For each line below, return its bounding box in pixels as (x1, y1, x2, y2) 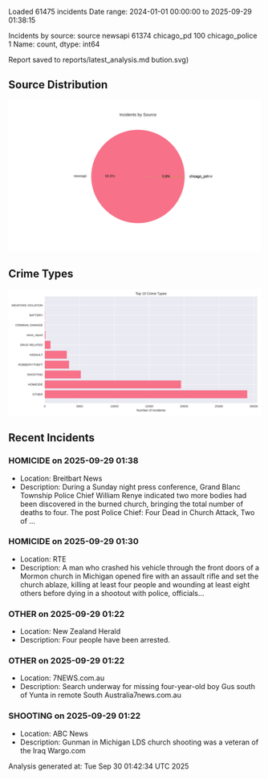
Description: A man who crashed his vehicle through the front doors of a (19, 562, 259, 572)
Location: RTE (19, 554, 67, 564)
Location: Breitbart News (19, 473, 103, 483)
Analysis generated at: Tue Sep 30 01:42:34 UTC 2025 (8, 761, 189, 771)
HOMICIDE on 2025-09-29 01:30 (8, 536, 139, 547)
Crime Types (8, 267, 74, 281)
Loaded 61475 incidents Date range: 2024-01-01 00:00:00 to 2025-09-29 (8, 7, 253, 16)
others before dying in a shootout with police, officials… (19, 588, 205, 598)
